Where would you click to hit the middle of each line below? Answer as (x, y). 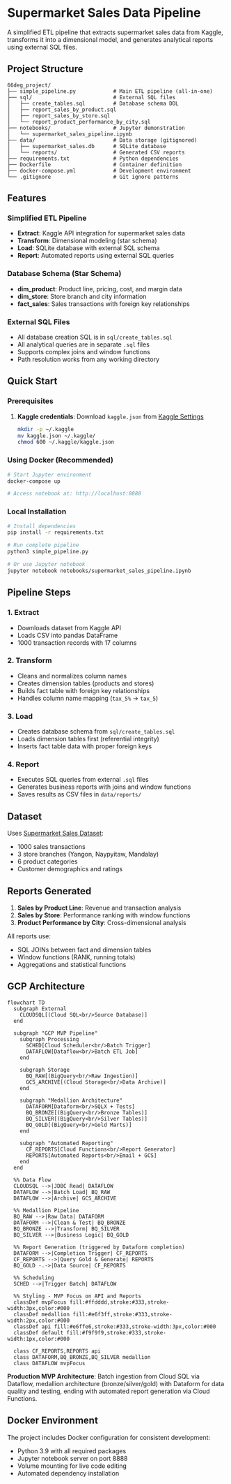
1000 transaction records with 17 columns (77, 642)
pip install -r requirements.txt (56, 532)
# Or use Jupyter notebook (46, 565)
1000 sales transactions (51, 847)
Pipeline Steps (39, 593)
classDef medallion (42, 1314)
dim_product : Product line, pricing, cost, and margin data (99, 289)
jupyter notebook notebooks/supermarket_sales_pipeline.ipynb (99, 571)
